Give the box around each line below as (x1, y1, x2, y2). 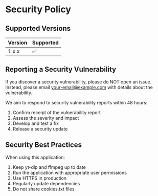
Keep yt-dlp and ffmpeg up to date (12, 164, 86, 170)
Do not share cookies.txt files (12, 186, 75, 192)
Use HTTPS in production (12, 175, 67, 181)
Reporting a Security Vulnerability (5, 65, 117, 74)
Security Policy (5, 4, 72, 15)
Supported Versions (5, 24, 71, 33)
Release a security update (12, 125, 68, 132)
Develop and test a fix (12, 120, 59, 126)
